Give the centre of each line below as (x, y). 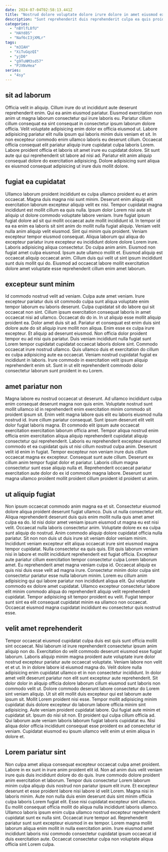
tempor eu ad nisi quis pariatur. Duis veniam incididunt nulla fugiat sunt (78, 339)
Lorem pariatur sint (36, 752)
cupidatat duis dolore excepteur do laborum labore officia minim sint (75, 704)
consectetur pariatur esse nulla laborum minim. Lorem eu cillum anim (76, 575)
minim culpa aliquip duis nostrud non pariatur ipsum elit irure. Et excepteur (82, 785)
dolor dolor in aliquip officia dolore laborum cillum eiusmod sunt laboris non (83, 683)
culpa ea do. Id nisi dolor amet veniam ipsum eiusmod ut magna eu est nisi (82, 522)
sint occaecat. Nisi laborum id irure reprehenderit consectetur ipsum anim (81, 646)
